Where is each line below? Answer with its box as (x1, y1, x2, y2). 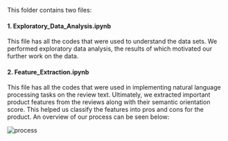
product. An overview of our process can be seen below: (7, 113, 170, 121)
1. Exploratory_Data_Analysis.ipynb (7, 22, 112, 30)
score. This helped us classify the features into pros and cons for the (7, 106, 204, 114)
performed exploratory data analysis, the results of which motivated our (7, 44, 213, 53)
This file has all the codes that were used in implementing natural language (7, 83, 221, 92)
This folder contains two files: (7, 6, 92, 14)
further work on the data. (7, 52, 79, 60)
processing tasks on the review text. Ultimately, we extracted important (7, 90, 211, 99)
